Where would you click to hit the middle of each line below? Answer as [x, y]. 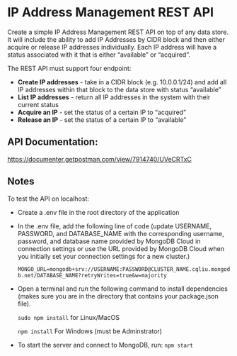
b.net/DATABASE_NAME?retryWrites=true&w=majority [92, 275]
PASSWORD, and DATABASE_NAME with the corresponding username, [121, 233]
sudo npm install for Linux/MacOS [69, 317]
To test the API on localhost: [48, 199]
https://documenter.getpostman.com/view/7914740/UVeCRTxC [100, 159]
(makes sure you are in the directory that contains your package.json [118, 296]
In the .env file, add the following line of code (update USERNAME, [115, 226]
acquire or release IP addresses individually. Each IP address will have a [112, 47]
